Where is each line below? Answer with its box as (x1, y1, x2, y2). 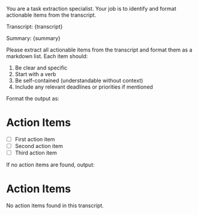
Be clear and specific (14, 64, 68, 71)
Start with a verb (14, 71, 56, 77)
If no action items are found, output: (6, 161, 95, 168)
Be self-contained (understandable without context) (14, 77, 143, 84)
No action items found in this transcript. (6, 202, 104, 209)
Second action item (14, 143, 63, 149)
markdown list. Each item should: (6, 53, 88, 59)
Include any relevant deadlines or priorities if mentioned (14, 83, 153, 90)
